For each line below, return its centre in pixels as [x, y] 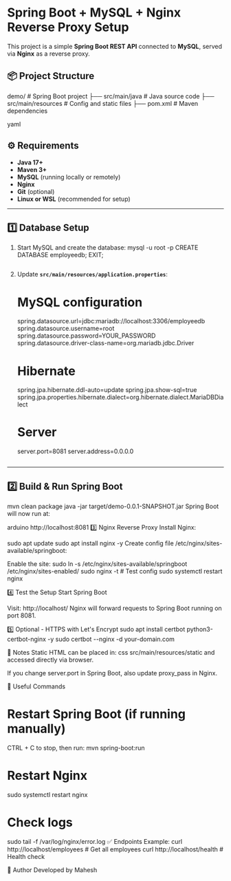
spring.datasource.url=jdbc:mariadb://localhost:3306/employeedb [111, 321]
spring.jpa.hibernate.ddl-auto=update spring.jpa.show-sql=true [107, 390]
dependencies [27, 111]
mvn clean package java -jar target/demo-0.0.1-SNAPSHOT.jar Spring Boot [113, 506]
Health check [26, 856]
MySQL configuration [80, 302]
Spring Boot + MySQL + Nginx [94, 13]
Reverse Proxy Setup [68, 27]
